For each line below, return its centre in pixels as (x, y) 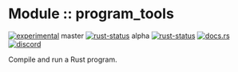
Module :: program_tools (91, 14)
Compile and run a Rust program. (63, 59)
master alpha (105, 36)
